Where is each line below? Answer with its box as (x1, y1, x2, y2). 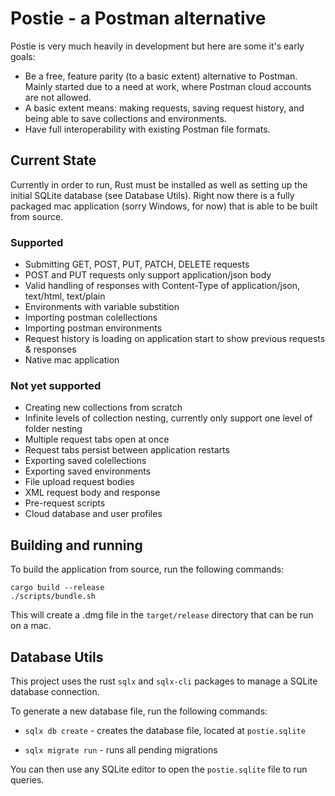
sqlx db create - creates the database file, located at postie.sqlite (24, 724, 306, 736)
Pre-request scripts (24, 497, 106, 509)
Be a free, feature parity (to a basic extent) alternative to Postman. (24, 70, 298, 82)
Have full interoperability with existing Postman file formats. (24, 123, 271, 135)
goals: (10, 50, 36, 62)
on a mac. (10, 620, 52, 632)
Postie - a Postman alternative (10, 7, 267, 30)
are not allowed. (24, 91, 92, 103)
